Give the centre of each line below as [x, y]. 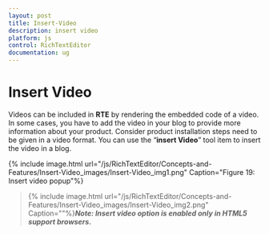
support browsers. [60, 221]
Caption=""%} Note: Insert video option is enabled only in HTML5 [138, 213]
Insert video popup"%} [46, 180]
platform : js [30, 38]
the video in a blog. [40, 148]
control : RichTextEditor [50, 46]
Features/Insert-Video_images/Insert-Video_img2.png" [118, 204]
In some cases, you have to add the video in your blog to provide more [125, 123]
